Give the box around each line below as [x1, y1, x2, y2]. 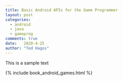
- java [10, 27, 24, 32]
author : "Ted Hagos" [5, 46, 50, 51]
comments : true [5, 36, 38, 42]
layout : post [5, 12, 33, 17]
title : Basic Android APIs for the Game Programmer [5, 7, 118, 13]
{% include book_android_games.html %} [5, 70, 93, 76]
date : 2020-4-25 [5, 41, 45, 46]
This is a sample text [5, 59, 49, 66]
